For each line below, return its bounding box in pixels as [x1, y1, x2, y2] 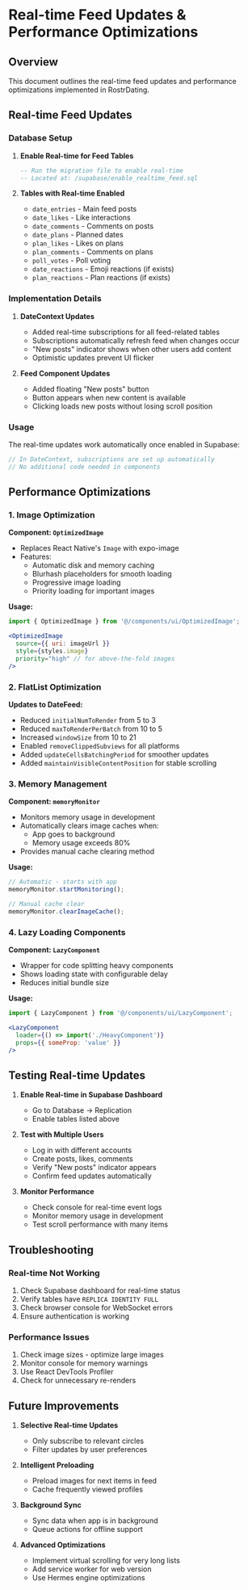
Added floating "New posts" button [32, 384, 149, 393]
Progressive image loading [32, 577, 121, 587]
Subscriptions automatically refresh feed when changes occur [32, 335, 240, 345]
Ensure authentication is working [19, 1311, 129, 1321]
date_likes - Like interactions [32, 212, 131, 223]
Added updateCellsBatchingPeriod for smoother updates [19, 749, 209, 760]
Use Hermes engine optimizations [32, 1573, 145, 1583]
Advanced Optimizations [19, 1540, 107, 1550]
